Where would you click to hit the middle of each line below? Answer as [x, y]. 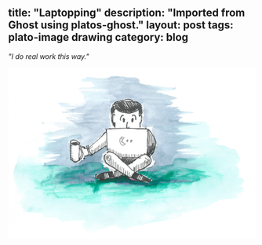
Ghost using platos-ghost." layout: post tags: [121, 26]
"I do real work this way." [49, 56]
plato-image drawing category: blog [98, 37]
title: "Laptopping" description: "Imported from [127, 13]
